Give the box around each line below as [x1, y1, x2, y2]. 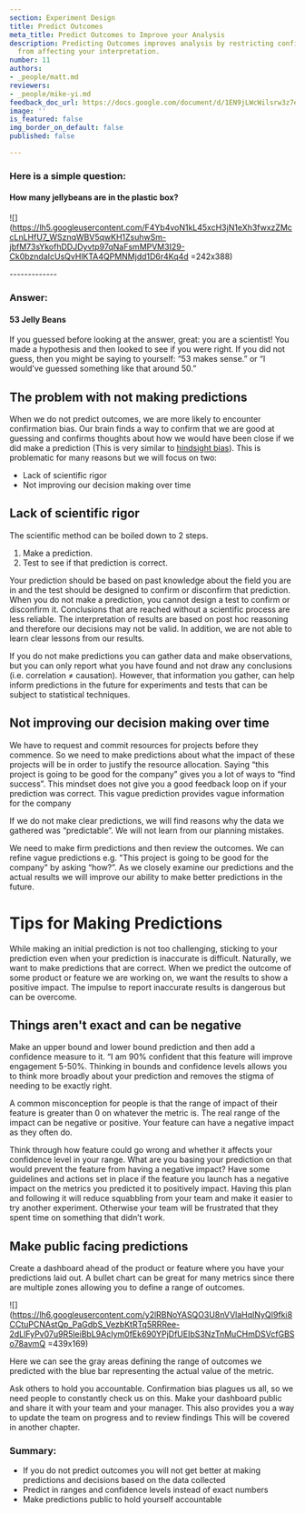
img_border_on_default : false [9, 124, 124, 133]
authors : [9, 65, 43, 74]
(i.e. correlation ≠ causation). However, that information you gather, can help [9, 669, 295, 680]
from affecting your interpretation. [17, 47, 161, 56]
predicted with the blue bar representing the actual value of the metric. [9, 1366, 274, 1377]
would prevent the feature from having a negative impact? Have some [9, 1164, 271, 1175]
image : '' [9, 106, 47, 115]
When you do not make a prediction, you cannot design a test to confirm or [9, 594, 290, 605]
